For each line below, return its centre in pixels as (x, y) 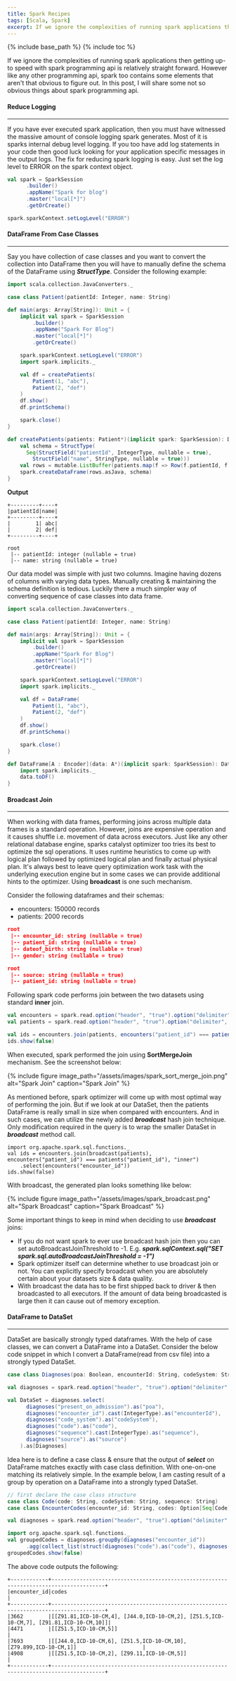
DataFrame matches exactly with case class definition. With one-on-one (112, 1467)
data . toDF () (37, 777)
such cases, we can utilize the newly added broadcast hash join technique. (117, 1119)
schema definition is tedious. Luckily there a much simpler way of (102, 589)
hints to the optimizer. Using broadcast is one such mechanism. (100, 882)
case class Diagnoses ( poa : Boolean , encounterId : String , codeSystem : (113, 1375)
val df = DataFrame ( (50, 699)
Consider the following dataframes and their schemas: (86, 895)
